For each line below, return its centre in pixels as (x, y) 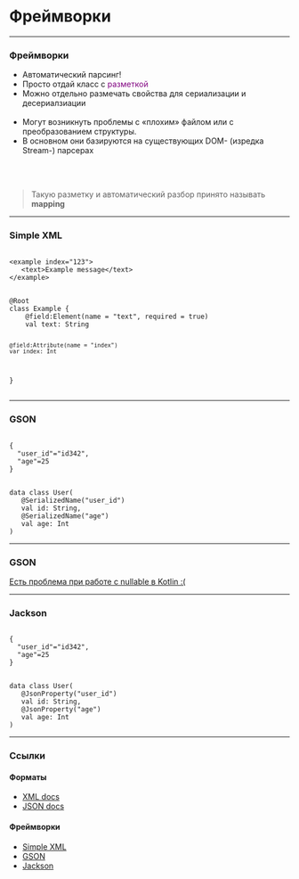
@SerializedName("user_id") (73, 500)
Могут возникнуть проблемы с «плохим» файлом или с (128, 122)
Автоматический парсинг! (72, 75)
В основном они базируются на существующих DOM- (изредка (143, 141)
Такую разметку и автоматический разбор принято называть (148, 194)
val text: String (57, 324)
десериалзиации (54, 103)
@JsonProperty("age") (61, 710)
